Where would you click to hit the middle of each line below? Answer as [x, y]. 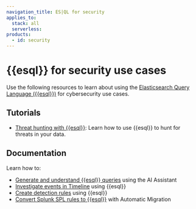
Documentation [37, 153]
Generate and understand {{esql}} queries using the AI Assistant [96, 180]
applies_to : [21, 18]
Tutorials [23, 113]
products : [19, 35]
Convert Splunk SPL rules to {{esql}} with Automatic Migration [93, 199]
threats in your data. [40, 134]
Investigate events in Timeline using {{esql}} [71, 186]
